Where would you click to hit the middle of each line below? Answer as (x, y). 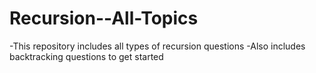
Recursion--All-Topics (104, 18)
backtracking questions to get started (86, 56)
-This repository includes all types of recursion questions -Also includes (157, 46)
